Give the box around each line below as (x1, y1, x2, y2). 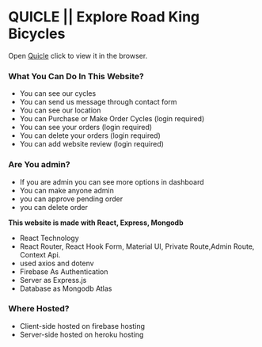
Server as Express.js (19, 275, 87, 284)
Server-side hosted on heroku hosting (19, 330, 144, 339)
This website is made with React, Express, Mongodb (8, 218, 184, 227)
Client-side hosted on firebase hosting (19, 321, 145, 330)
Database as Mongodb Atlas (19, 284, 112, 293)
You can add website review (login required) (19, 139, 165, 149)
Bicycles (8, 25, 66, 43)
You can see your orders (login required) (19, 123, 153, 132)
